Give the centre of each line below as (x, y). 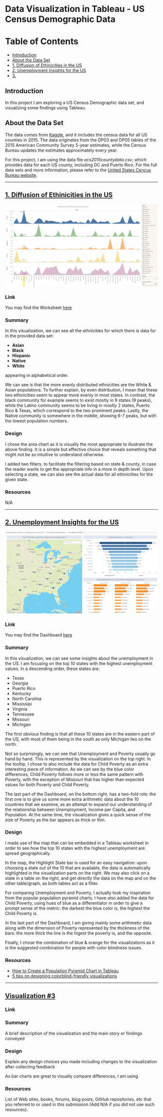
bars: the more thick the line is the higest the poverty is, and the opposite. (79, 933)
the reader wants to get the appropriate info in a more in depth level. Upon (79, 469)
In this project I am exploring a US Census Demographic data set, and (75, 103)
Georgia (20, 683)
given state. (17, 479)
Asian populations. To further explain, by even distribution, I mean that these (81, 390)
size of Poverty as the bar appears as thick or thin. (55, 820)
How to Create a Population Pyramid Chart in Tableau (65, 971)
